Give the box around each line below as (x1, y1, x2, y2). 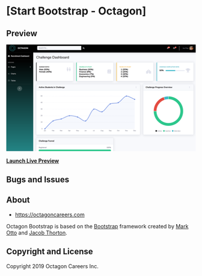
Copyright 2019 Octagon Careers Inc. (6, 262, 99, 269)
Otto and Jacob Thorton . (6, 229, 67, 236)
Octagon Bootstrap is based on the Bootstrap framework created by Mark (6, 222, 189, 230)
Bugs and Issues (6, 174, 70, 184)
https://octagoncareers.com (14, 211, 85, 218)
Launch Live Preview (6, 157, 60, 164)
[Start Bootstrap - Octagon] (6, 4, 147, 18)
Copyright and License (6, 246, 93, 257)
